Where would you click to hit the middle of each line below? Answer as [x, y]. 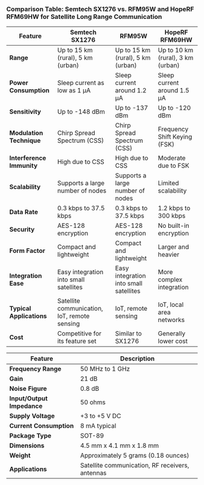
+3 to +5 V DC [100, 416]
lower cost [173, 341]
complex [170, 280]
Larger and [173, 247]
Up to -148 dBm [81, 112]
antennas [93, 473]
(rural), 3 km [175, 58]
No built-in [173, 225]
